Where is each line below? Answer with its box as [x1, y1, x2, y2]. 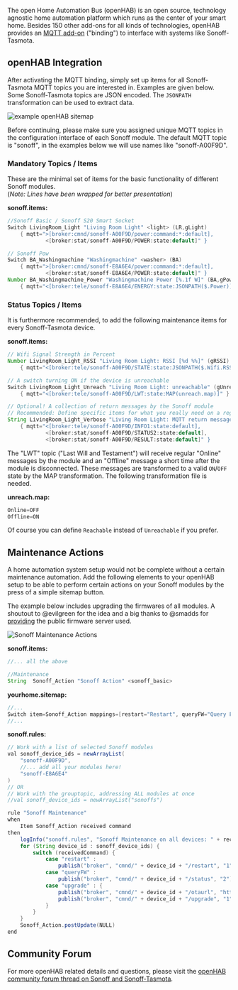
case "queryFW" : [45, 869, 97, 876]
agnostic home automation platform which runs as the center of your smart [7, 13, 227, 22]
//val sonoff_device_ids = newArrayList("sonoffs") [7, 797, 163, 804]
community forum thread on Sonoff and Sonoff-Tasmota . [7, 974, 174, 983]
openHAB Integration [7, 57, 103, 69]
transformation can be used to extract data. [7, 98, 135, 107]
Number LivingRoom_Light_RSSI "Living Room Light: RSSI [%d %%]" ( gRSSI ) [7, 358, 230, 365]
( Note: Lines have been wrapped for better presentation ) [7, 190, 174, 198]
